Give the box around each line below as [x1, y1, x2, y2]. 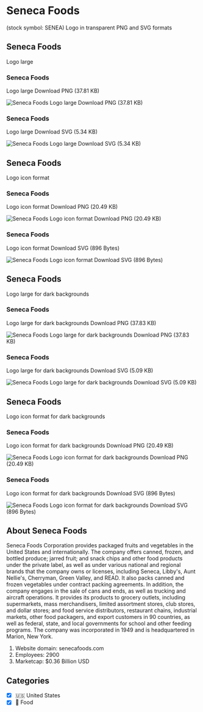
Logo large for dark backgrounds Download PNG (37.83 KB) [6, 319, 157, 326]
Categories [6, 675, 50, 686]
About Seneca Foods [6, 525, 87, 536]
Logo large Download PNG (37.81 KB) [6, 87, 99, 95]
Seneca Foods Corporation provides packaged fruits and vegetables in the [6, 542, 194, 549]
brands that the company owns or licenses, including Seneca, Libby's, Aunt [6, 568, 196, 575]
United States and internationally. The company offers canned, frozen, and [6, 549, 194, 556]
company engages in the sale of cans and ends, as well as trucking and [6, 587, 186, 594]
